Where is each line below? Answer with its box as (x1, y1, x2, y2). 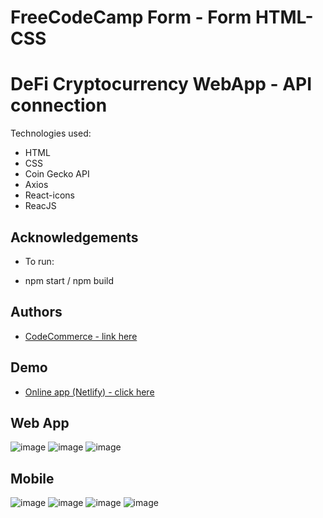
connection (10, 94, 108, 117)
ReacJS (24, 200, 57, 212)
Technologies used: (10, 127, 92, 140)
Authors (10, 304, 63, 321)
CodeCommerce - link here (24, 330, 138, 342)
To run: (24, 255, 55, 267)
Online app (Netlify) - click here (24, 386, 155, 398)
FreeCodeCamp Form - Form (10, 6, 252, 29)
